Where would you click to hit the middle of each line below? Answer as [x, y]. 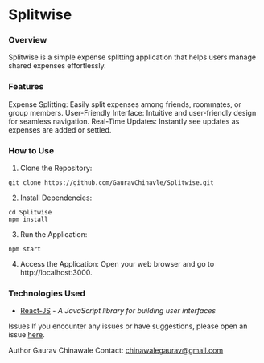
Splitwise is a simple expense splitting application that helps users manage [132, 57]
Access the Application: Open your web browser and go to [117, 264]
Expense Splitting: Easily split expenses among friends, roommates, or [125, 104]
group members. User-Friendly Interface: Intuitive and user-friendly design [132, 112]
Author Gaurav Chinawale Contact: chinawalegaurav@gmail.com [116, 350]
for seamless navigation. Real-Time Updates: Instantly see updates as [124, 121]
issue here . [27, 335]
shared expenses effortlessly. [57, 66]
